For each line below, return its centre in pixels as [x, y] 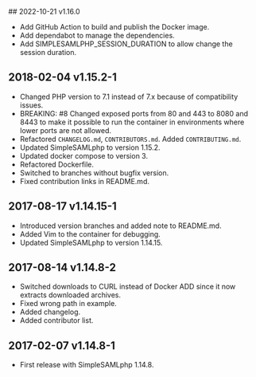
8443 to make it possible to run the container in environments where [132, 122]
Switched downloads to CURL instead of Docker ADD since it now [128, 287]
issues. [31, 105]
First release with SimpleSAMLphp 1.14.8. [87, 365]
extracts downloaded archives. [70, 295]
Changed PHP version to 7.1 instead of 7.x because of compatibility [129, 96]
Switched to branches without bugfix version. [94, 173]
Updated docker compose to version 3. [84, 155]
